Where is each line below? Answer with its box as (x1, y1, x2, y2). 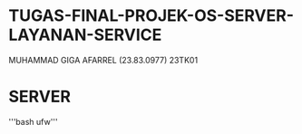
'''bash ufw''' (8, 116, 58, 127)
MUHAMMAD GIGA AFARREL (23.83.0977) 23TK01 (8, 54, 199, 65)
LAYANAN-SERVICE (8, 24, 162, 45)
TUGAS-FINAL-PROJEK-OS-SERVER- (8, 5, 294, 26)
